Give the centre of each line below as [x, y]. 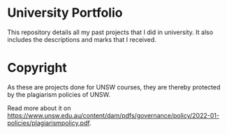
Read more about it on [39, 108]
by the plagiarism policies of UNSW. [59, 94]
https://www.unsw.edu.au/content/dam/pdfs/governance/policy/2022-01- [113, 115]
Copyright [37, 68]
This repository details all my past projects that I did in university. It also [110, 32]
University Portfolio [65, 13]
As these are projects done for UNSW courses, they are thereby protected [114, 87]
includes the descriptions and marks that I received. [82, 39]
